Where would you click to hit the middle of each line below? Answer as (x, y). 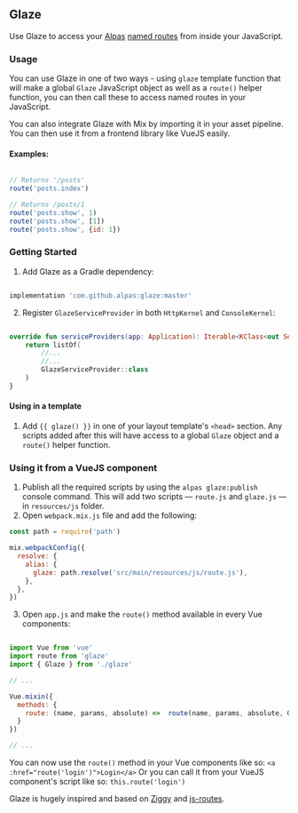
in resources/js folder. (63, 506)
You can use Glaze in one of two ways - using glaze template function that (145, 78)
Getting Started (43, 252)
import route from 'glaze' (59, 657)
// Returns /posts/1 (47, 205)
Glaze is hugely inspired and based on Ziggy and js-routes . (117, 799)
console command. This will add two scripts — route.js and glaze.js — (154, 497)
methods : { (37, 705)
